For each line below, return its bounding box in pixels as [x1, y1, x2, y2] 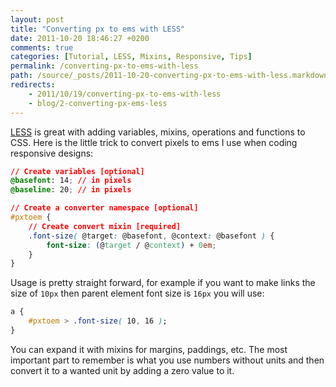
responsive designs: [10, 147, 94, 159]
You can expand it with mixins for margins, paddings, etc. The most [10, 343, 288, 355]
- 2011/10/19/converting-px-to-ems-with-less [28, 89, 222, 99]
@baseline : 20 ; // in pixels [10, 185, 132, 195]
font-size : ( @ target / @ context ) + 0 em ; [46, 240, 217, 250]
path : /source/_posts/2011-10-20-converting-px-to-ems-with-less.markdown [10, 71, 329, 81]
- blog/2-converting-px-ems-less [28, 98, 168, 108]
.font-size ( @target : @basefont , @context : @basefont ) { [28, 231, 275, 241]
